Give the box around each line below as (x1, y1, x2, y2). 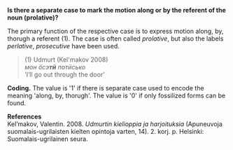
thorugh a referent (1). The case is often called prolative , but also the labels (7, 34, 224, 43)
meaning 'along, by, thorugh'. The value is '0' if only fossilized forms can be (7, 91, 226, 100)
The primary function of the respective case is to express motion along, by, (7, 27, 224, 35)
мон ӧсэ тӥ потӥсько (24, 63, 86, 71)
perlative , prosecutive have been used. (7, 42, 120, 50)
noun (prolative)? (7, 13, 59, 22)
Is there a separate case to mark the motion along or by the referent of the (7, 6, 226, 14)
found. (7, 99, 27, 107)
